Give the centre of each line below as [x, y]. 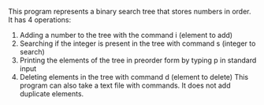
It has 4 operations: [40, 20]
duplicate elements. [52, 94]
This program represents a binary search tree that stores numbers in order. [130, 11]
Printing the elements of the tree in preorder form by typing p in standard [138, 60]
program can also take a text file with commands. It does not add [125, 85]
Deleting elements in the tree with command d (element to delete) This [134, 77]
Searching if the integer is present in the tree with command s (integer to [138, 43]
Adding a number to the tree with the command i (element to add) [126, 35]
